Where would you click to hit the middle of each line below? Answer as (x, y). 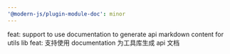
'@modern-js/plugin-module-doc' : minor (67, 14)
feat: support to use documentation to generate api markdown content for (116, 34)
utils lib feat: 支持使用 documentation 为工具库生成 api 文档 (94, 43)
